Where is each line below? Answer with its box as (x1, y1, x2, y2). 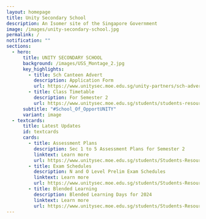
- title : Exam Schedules (28, 163, 92, 169)
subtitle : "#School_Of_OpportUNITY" (22, 106, 116, 112)
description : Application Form (33, 77, 114, 83)
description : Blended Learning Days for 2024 (33, 191, 152, 198)
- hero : (12, 49, 32, 55)
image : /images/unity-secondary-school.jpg (6, 26, 120, 33)
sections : (6, 44, 32, 50)
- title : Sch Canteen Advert (28, 72, 103, 78)
